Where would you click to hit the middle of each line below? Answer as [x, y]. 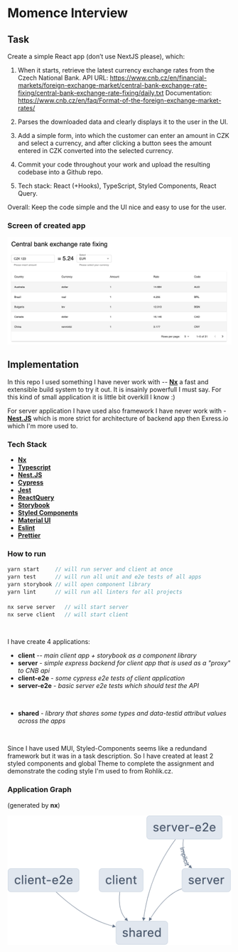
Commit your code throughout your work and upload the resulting [114, 164]
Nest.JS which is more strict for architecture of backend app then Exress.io [118, 418]
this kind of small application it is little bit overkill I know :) [91, 397]
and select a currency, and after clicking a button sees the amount [114, 143]
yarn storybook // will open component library [79, 585]
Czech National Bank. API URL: [63, 78]
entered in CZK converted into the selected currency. [96, 150]
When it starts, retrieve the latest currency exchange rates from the [116, 70]
